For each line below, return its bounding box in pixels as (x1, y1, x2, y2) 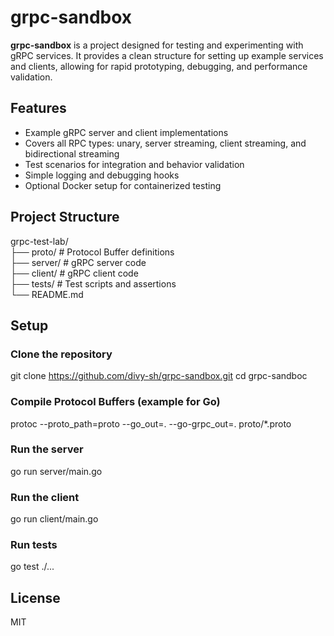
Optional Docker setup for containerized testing (24, 179, 222, 191)
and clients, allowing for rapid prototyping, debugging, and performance (10, 60, 308, 72)
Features (10, 100, 67, 117)
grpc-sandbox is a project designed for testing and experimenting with (10, 39, 304, 51)
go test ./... (10, 561, 55, 573)
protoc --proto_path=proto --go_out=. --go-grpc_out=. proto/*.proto (10, 417, 292, 430)
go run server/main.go (10, 465, 103, 477)
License (10, 589, 61, 606)
